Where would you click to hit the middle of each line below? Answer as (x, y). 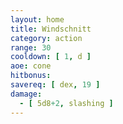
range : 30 (31, 47)
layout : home (37, 19)
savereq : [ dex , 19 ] (55, 85)
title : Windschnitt (51, 29)
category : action (46, 38)
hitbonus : (31, 76)
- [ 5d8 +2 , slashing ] (66, 103)
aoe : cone (31, 66)
